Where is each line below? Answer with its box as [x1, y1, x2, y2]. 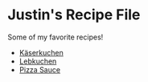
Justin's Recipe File [7, 6, 141, 24]
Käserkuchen [18, 47, 64, 57]
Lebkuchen [18, 56, 57, 66]
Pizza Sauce [18, 64, 61, 74]
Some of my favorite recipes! [7, 32, 104, 42]
